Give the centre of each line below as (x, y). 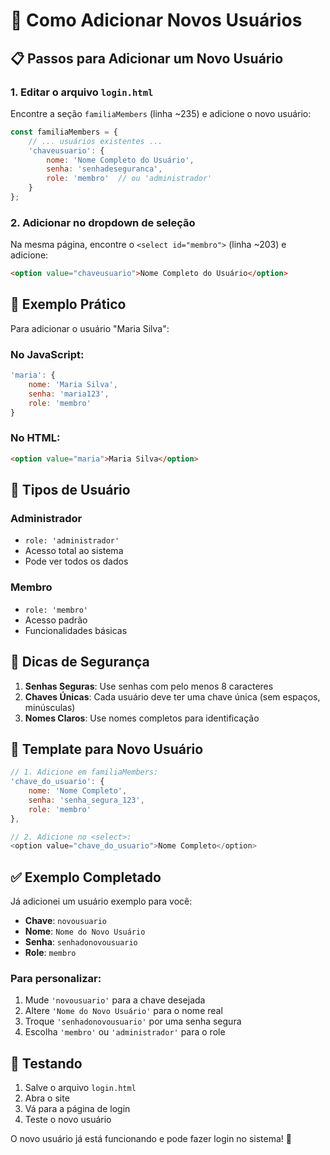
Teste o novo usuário (68, 1120)
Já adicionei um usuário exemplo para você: (101, 901)
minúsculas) (50, 707)
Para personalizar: (56, 979)
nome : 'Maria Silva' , (73, 385)
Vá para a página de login (77, 1109)
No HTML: (35, 438)
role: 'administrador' (72, 541)
